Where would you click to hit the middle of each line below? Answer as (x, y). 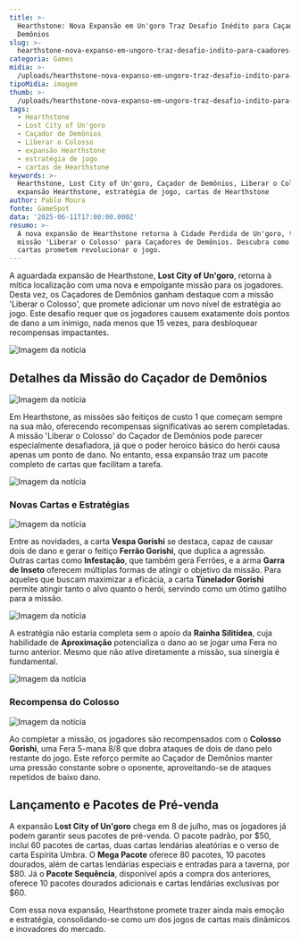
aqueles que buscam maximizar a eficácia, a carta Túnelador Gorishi (137, 580)
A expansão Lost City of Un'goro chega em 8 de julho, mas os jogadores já (148, 827)
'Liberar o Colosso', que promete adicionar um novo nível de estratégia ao (145, 304)
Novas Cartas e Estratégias (70, 504)
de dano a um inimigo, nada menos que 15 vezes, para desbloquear (133, 323)
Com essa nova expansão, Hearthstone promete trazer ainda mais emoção (147, 910)
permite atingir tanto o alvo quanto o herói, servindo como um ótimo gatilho (148, 589)
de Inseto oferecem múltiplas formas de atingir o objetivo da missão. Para (145, 570)
